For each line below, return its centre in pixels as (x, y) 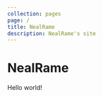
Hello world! (25, 88)
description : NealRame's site (52, 33)
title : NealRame (31, 27)
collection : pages (34, 14)
